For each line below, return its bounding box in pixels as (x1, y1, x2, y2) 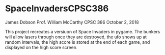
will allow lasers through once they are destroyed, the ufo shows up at (5, 34, 147, 40)
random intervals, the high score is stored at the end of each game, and (5, 39, 150, 45)
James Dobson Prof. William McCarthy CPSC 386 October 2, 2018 (5, 19, 139, 25)
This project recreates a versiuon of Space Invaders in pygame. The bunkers (5, 28, 160, 34)
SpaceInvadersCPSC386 (5, 3, 109, 14)
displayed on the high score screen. (5, 44, 78, 50)
